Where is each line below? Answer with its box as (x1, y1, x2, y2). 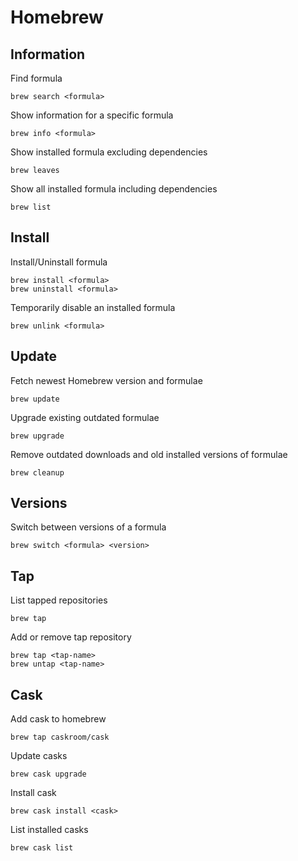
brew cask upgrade (10, 769, 87, 780)
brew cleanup (10, 467, 65, 478)
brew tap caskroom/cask (10, 732, 110, 743)
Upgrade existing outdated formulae (10, 411, 160, 423)
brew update (10, 394, 60, 404)
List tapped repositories (10, 594, 108, 606)
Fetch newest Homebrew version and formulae (10, 374, 203, 386)
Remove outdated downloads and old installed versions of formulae (10, 448, 288, 460)
